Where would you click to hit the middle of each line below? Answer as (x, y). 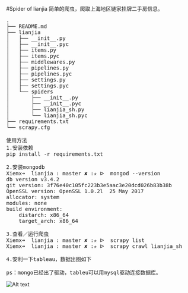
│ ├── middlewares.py (41, 62)
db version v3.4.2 (33, 179)
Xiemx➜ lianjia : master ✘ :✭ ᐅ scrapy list (76, 240)
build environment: (34, 209)
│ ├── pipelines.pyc (39, 74)
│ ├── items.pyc (33, 56)
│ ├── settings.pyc (38, 86)
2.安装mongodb (26, 167)
